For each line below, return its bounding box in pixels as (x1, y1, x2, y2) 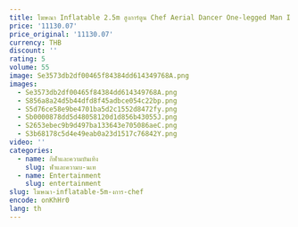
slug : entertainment (25, 180, 102, 189)
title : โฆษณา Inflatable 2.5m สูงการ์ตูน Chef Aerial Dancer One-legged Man (9, 13, 283, 22)
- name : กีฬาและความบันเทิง (17, 154, 99, 164)
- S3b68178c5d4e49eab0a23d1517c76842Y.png (17, 130, 178, 139)
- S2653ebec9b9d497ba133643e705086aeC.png (17, 122, 178, 130)
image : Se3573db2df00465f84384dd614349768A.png (9, 71, 190, 80)
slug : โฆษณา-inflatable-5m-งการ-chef (9, 188, 145, 197)
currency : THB (9, 38, 62, 47)
